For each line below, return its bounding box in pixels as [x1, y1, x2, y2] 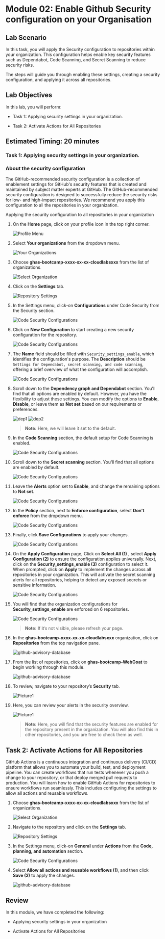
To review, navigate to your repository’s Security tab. [12, 683, 120, 689]
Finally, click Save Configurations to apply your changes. [12, 532, 129, 538]
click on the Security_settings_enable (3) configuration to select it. [12, 561, 149, 567]
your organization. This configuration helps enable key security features [5, 52, 151, 57]
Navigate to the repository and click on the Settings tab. [12, 824, 126, 830]
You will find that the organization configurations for [12, 601, 118, 607]
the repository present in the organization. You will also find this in [24, 727, 159, 732]
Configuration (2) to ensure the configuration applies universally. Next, [12, 556, 157, 562]
